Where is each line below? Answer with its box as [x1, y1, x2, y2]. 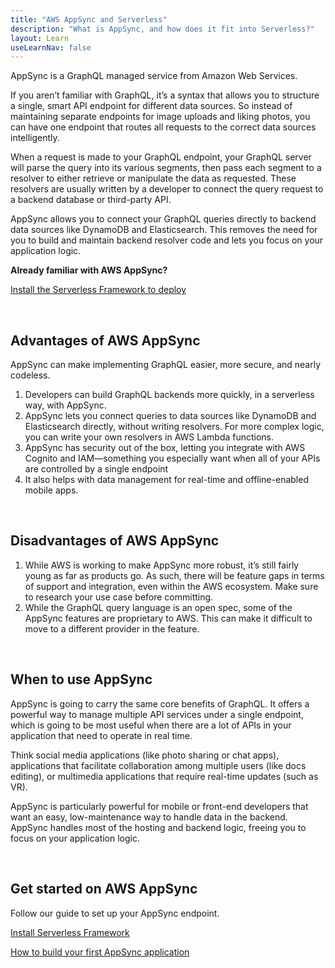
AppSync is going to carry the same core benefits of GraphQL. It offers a [10, 697, 310, 710]
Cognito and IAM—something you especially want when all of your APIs [24, 452, 321, 465]
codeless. [10, 369, 51, 381]
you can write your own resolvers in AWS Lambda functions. [24, 431, 275, 443]
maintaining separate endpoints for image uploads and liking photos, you [10, 111, 311, 123]
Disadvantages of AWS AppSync [10, 532, 220, 550]
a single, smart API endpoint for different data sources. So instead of [10, 100, 293, 112]
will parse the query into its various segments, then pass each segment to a [10, 162, 322, 174]
